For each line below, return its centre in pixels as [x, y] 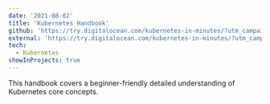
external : [25, 38]
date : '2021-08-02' [41, 16]
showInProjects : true [45, 61]
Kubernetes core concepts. [53, 91]
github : [21, 30]
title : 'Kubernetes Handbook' [59, 23]
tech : [17, 46]
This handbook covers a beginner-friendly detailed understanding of [122, 83]
